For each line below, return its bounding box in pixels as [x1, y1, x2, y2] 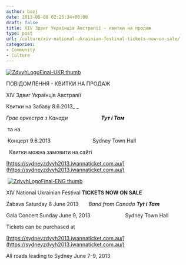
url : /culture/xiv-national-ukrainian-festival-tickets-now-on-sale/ [6, 36, 181, 42]
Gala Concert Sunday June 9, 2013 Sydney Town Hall [6, 211, 169, 218]
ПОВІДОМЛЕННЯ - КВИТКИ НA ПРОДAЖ [6, 80, 111, 87]
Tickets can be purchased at [6, 223, 75, 230]
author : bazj [6, 8, 38, 15]
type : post [6, 31, 33, 37]
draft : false [6, 19, 38, 25]
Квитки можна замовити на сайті [8, 148, 92, 155]
